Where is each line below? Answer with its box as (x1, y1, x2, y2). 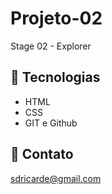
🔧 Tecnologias (10, 69, 101, 86)
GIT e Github (24, 117, 78, 129)
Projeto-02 (10, 7, 103, 30)
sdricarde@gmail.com (10, 172, 102, 184)
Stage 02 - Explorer (10, 40, 92, 52)
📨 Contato (10, 146, 74, 163)
